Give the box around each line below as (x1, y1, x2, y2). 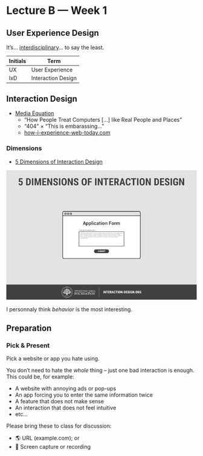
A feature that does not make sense (14, 398, 105, 405)
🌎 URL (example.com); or (14, 434, 80, 442)
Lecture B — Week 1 (6, 4, 108, 18)
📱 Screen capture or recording (14, 443, 91, 451)
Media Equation (14, 110, 54, 117)
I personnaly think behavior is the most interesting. (6, 305, 133, 312)
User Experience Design (6, 28, 100, 38)
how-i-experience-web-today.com (24, 129, 111, 136)
